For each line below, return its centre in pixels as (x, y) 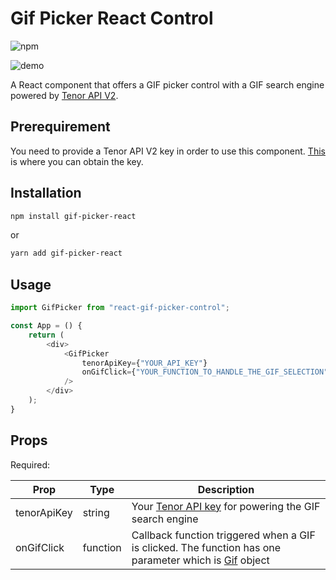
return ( (46, 335)
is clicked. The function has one (206, 547)
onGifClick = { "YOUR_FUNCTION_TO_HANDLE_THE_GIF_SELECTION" (205, 372)
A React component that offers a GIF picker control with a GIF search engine (167, 84)
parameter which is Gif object (200, 560)
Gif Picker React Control (112, 18)
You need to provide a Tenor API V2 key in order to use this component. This (168, 151)
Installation (46, 193)
